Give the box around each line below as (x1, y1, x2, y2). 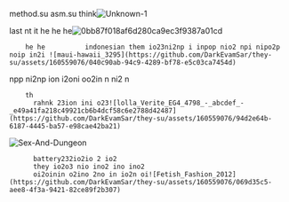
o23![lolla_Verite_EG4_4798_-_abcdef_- (96, 98, 245, 107)
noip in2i (9, 50, 46, 59)
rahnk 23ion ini (32, 98, 93, 107)
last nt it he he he (9, 26, 73, 35)
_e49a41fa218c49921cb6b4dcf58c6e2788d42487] (9, 106, 177, 115)
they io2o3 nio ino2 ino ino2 (32, 162, 145, 171)
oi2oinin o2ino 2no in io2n (32, 170, 138, 179)
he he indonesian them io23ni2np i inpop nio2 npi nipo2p (25, 43, 280, 51)
